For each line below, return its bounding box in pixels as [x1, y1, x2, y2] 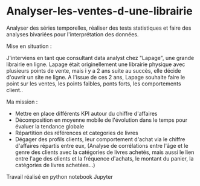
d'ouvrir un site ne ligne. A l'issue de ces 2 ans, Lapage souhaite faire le [6, 73, 185, 81]
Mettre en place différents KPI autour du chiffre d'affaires [15, 110, 158, 117]
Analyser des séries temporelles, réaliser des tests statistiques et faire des [6, 24, 192, 32]
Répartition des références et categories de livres [15, 129, 138, 136]
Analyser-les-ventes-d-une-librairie [6, 4, 193, 18]
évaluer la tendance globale [15, 122, 85, 130]
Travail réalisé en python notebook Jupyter [6, 173, 113, 180]
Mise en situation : [6, 42, 53, 50]
